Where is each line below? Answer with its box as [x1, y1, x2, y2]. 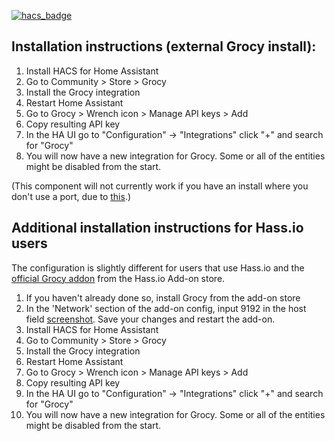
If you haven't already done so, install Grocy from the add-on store [25, 291, 301, 304]
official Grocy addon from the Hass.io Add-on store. [11, 272, 226, 284]
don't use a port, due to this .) [11, 190, 132, 202]
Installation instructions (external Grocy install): [11, 38, 317, 55]
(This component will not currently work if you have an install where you [11, 180, 309, 192]
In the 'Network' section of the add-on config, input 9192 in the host [25, 302, 307, 314]
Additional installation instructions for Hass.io [11, 220, 304, 237]
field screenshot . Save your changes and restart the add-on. [25, 313, 276, 325]
